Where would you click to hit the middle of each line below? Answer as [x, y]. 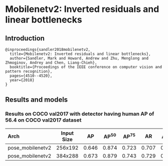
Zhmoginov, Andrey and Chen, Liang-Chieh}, [51, 63]
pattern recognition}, [29, 71]
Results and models [36, 100]
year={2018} [22, 80]
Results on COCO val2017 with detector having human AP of [80, 114]
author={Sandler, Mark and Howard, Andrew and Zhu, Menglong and [79, 58]
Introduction [25, 38]
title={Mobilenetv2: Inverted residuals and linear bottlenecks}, [80, 54]
